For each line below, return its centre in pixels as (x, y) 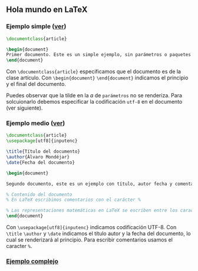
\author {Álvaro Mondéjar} (38, 157)
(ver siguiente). (24, 108)
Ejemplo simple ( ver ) (36, 27)
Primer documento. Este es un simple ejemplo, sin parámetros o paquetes (99, 55)
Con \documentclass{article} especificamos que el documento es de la (94, 72)
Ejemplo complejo (32, 262)
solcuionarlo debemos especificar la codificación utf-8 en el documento (94, 102)
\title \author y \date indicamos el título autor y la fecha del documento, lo (98, 234)
